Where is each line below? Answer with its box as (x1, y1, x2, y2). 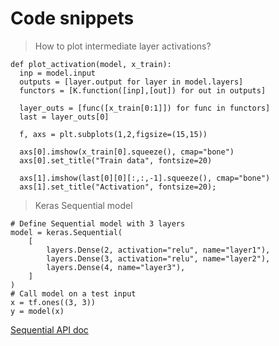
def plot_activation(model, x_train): (10, 59, 172, 69)
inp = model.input (19, 68, 97, 78)
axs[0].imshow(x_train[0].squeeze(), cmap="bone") (19, 147, 235, 157)
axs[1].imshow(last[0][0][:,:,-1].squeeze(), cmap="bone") (19, 173, 271, 183)
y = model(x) (10, 306, 65, 316)
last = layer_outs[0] (19, 112, 110, 122)
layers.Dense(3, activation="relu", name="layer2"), (46, 253, 271, 264)
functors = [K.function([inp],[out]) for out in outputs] (19, 85, 267, 96)
